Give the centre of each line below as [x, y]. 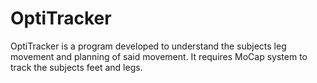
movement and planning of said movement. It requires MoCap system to [159, 56]
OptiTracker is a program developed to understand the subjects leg [148, 46]
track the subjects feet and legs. [76, 67]
